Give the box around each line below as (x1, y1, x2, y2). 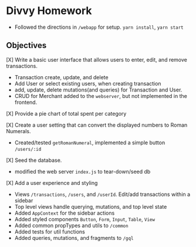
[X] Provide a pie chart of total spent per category (6, 110, 127, 117)
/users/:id (14, 146, 42, 152)
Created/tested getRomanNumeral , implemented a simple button (14, 139, 165, 146)
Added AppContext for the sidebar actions (14, 209, 115, 216)
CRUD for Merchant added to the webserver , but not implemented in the (14, 92, 188, 99)
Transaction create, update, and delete (14, 73, 109, 80)
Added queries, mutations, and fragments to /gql (14, 234, 134, 241)
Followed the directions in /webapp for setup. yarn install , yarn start (14, 23, 184, 31)
